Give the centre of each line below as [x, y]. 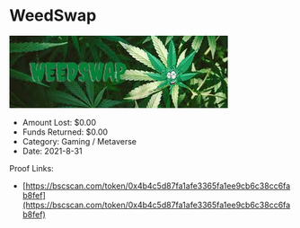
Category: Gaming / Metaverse [79, 141]
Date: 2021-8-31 [52, 151]
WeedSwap [53, 16]
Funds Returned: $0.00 [65, 132]
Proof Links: [31, 168]
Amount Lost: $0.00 [59, 122]
